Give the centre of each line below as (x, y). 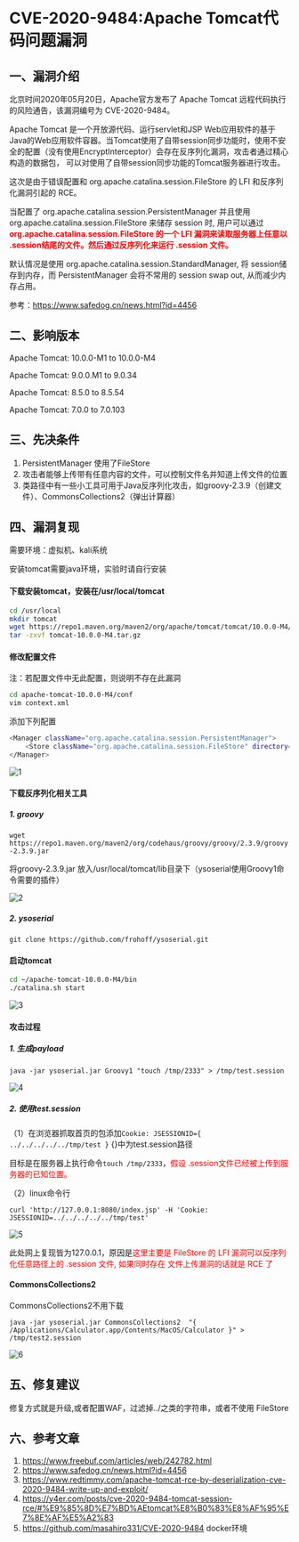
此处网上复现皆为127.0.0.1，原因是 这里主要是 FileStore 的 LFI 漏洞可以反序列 (148, 1253)
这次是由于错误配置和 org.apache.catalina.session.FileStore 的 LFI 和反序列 (146, 182)
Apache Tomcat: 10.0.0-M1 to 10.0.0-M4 (83, 358)
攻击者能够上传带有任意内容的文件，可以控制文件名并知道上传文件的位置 (154, 474)
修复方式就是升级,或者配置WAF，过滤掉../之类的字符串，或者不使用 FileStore (149, 1408)
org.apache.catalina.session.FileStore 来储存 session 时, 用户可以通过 (137, 223)
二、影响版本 (44, 336)
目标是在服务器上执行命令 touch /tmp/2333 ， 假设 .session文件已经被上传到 (145, 1163)
